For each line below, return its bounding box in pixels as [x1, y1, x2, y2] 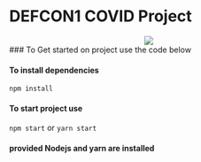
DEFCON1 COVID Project [9, 6, 192, 27]
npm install [9, 84, 53, 94]
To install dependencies [9, 65, 99, 75]
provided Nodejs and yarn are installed [9, 143, 155, 153]
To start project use [9, 103, 83, 113]
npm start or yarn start [9, 122, 97, 134]
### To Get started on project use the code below [9, 44, 192, 55]
